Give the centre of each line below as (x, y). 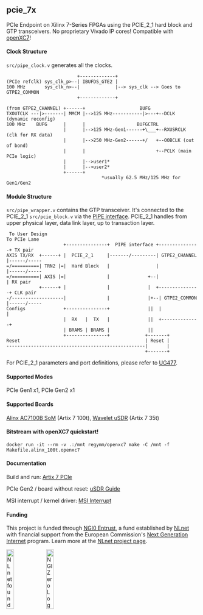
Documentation (26, 463)
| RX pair (19, 282)
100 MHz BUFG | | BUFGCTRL (83, 124)
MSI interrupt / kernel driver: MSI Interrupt (59, 501)
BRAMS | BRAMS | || (111, 330)
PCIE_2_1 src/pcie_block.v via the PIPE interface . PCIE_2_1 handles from (97, 216)
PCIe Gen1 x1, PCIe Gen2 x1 (41, 390)
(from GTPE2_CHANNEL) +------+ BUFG (78, 108)
